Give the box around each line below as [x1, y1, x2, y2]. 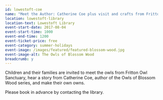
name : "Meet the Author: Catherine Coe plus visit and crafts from [5, 12, 145, 16]
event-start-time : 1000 [5, 29, 53, 34]
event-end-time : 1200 [5, 34, 49, 39]
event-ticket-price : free [5, 39, 57, 43]
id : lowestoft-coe [5, 7, 42, 12]
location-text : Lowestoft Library [5, 20, 75, 26]
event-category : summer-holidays [5, 43, 73, 48]
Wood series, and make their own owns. [5, 80, 85, 86]
